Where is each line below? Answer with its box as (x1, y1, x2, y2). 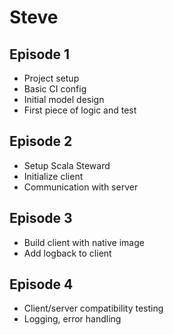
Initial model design (23, 94, 105, 105)
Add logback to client (23, 247, 112, 259)
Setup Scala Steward (23, 159, 111, 171)
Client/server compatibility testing (23, 302, 164, 315)
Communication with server (23, 181, 139, 193)
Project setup (23, 72, 80, 84)
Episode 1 (9, 46, 71, 63)
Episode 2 (9, 133, 73, 150)
